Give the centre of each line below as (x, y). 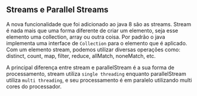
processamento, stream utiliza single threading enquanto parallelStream (96, 73)
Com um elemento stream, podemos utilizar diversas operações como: (93, 49)
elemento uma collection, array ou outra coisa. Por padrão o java (86, 37)
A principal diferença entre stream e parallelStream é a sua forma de (90, 67)
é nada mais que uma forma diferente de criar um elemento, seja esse (92, 30)
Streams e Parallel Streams (57, 10)
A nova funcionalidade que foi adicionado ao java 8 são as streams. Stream (99, 24)
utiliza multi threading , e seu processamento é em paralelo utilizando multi (99, 80)
